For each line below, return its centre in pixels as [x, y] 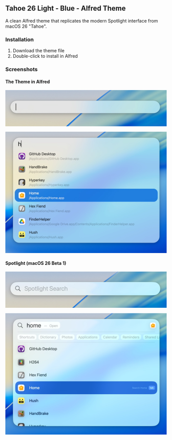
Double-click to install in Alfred [45, 56]
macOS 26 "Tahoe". [26, 26]
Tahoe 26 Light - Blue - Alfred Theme [66, 8]
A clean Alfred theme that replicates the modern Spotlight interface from [82, 20]
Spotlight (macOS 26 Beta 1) [36, 263]
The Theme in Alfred [28, 81]
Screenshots [21, 70]
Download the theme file [39, 51]
